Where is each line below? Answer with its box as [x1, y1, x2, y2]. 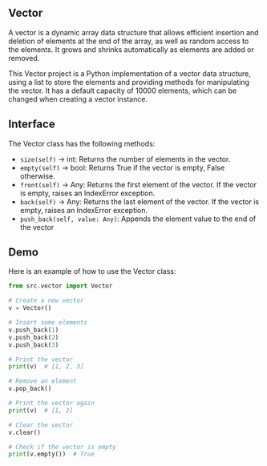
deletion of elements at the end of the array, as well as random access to [8, 36, 249, 46]
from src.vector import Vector [8, 282, 113, 291]
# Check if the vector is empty [8, 443, 116, 451]
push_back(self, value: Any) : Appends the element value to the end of [19, 214, 257, 223]
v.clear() [8, 428, 42, 436]
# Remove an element [8, 377, 78, 385]
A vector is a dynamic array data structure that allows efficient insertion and [8, 27, 259, 37]
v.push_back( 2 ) [8, 333, 59, 341]
